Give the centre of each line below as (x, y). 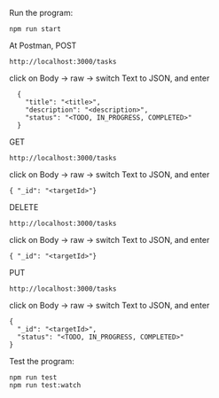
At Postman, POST (43, 45)
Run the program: (41, 13)
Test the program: (42, 361)
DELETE (24, 207)
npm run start (35, 29)
